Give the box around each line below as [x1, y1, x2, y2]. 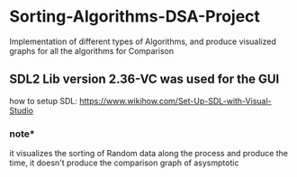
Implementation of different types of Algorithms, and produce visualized [9, 36, 276, 47]
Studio [9, 105, 34, 116]
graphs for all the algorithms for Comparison [9, 45, 174, 56]
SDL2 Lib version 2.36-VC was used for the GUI [9, 72, 280, 87]
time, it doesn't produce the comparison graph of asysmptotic [9, 157, 239, 168]
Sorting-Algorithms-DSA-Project [9, 6, 261, 27]
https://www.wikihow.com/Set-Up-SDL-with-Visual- [79, 95, 272, 106]
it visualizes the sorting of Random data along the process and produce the [9, 148, 289, 159]
